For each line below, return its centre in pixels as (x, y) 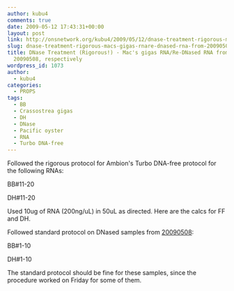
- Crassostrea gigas (43, 111)
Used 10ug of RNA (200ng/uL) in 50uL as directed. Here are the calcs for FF (116, 211)
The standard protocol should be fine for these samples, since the (102, 273)
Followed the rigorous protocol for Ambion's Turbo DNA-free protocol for (112, 163)
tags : (15, 98)
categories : (24, 85)
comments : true (29, 20)
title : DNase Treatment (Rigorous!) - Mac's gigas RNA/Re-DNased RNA (110, 53)
